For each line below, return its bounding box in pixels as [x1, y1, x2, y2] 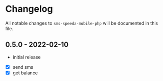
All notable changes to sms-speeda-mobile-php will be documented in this [5, 20, 158, 26]
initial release [12, 54, 41, 60]
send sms [12, 64, 34, 70]
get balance [12, 70, 38, 76]
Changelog [5, 3, 53, 15]
